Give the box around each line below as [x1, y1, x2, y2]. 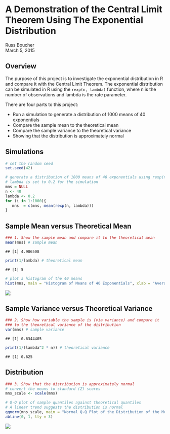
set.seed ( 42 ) [5, 166, 33, 171]
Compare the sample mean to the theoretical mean [12, 122, 119, 128]
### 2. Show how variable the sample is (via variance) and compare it [5, 318, 159, 323]
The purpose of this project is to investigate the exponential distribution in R [5, 75, 163, 82]
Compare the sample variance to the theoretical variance [12, 127, 132, 133]
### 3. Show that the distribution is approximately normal [5, 381, 135, 386]
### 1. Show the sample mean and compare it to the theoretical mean [5, 235, 155, 240]
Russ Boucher [5, 42, 34, 48]
